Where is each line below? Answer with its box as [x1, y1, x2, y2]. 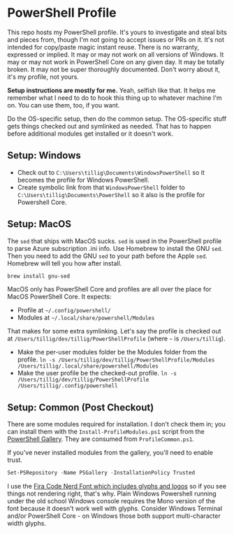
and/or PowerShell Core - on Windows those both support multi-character [7, 512, 221, 520]
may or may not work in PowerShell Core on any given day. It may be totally [7, 57, 225, 66]
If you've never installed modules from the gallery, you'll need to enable [7, 449, 213, 457]
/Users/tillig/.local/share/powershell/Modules [17, 363, 159, 370]
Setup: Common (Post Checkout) [7, 401, 154, 413]
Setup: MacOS [7, 218, 72, 230]
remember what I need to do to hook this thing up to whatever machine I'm [7, 93, 222, 102]
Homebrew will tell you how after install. [7, 259, 122, 267]
